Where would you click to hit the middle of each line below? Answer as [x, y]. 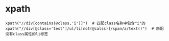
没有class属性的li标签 [27, 34]
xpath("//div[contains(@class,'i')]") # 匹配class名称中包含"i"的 [75, 23]
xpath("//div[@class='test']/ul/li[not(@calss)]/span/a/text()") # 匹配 [85, 28]
